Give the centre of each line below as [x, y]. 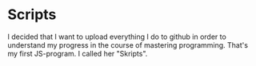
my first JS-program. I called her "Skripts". [78, 53]
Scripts [32, 15]
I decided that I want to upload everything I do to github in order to [117, 37]
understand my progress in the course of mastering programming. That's [128, 45]
